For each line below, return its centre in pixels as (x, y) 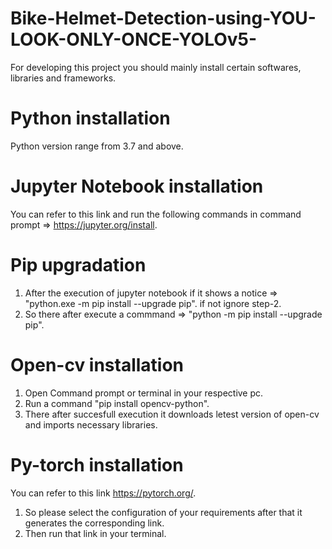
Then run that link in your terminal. (95, 533)
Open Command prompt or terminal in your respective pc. (144, 393)
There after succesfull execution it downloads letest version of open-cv (172, 414)
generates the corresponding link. (94, 523)
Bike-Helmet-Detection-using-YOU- (163, 18)
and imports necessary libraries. (91, 424)
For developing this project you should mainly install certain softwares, (156, 67)
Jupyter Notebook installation (137, 186)
